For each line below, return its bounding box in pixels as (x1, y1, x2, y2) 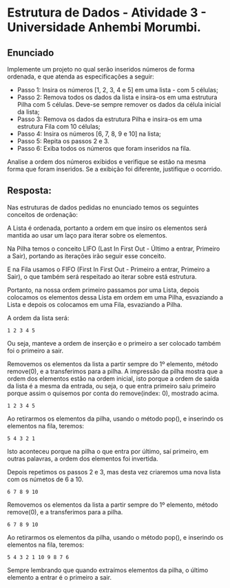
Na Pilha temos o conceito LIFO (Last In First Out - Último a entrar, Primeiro (7, 244, 220, 253)
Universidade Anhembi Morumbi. (7, 19, 202, 35)
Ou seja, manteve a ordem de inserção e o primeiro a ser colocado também (7, 339, 221, 347)
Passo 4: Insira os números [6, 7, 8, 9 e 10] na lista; (17, 129, 162, 138)
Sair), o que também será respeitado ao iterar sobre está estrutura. (7, 272, 198, 280)
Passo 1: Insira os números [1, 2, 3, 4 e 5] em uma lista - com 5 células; (17, 86, 218, 94)
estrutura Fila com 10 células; (17, 123, 101, 130)
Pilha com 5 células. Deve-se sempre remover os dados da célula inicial (17, 101, 222, 108)
